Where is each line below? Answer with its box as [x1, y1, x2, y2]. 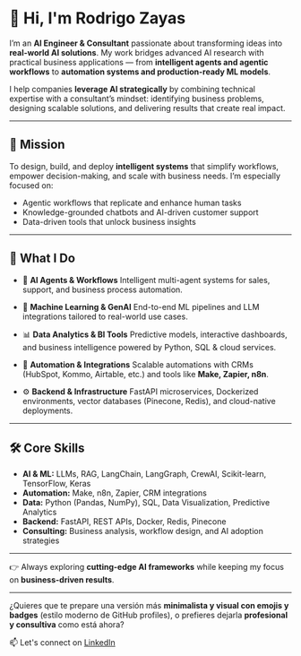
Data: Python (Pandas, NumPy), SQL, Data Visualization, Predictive [21, 497, 271, 508]
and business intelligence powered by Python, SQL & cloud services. [21, 341, 277, 352]
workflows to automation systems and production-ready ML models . [9, 66, 271, 77]
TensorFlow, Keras [21, 479, 91, 489]
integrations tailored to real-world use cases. [21, 311, 188, 322]
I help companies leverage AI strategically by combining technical [9, 83, 255, 94]
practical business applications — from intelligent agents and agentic [9, 56, 269, 67]
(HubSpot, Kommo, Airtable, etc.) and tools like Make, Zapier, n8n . [21, 368, 269, 379]
